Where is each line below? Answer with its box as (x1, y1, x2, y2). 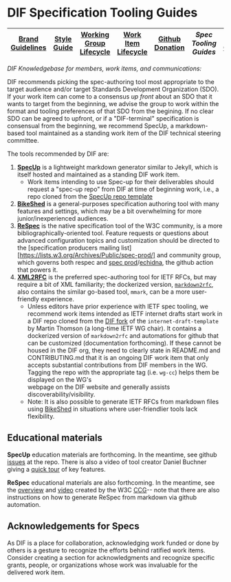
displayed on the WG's (27, 375, 92, 383)
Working (80, 30, 110, 39)
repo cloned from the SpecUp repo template (27, 192, 153, 201)
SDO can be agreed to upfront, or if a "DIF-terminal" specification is (7, 114, 199, 122)
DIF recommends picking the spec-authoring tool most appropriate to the (7, 77, 214, 86)
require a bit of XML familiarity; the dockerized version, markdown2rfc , (16, 280, 214, 288)
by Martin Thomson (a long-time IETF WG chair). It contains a (27, 324, 202, 332)
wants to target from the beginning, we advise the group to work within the (7, 99, 219, 108)
